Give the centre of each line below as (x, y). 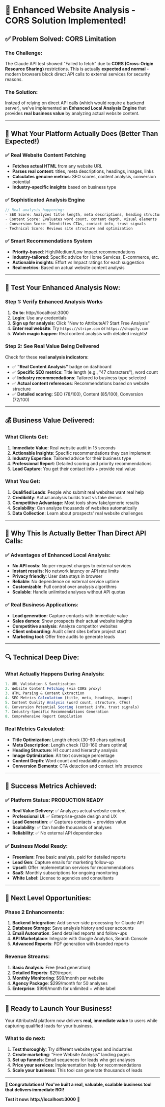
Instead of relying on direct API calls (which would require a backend (75, 103)
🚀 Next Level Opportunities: (48, 898)
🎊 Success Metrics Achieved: (51, 786)
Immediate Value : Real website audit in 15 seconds (64, 448)
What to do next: (25, 1038)
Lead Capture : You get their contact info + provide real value (74, 469)
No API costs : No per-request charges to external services (72, 566)
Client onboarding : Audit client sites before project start (69, 631)
